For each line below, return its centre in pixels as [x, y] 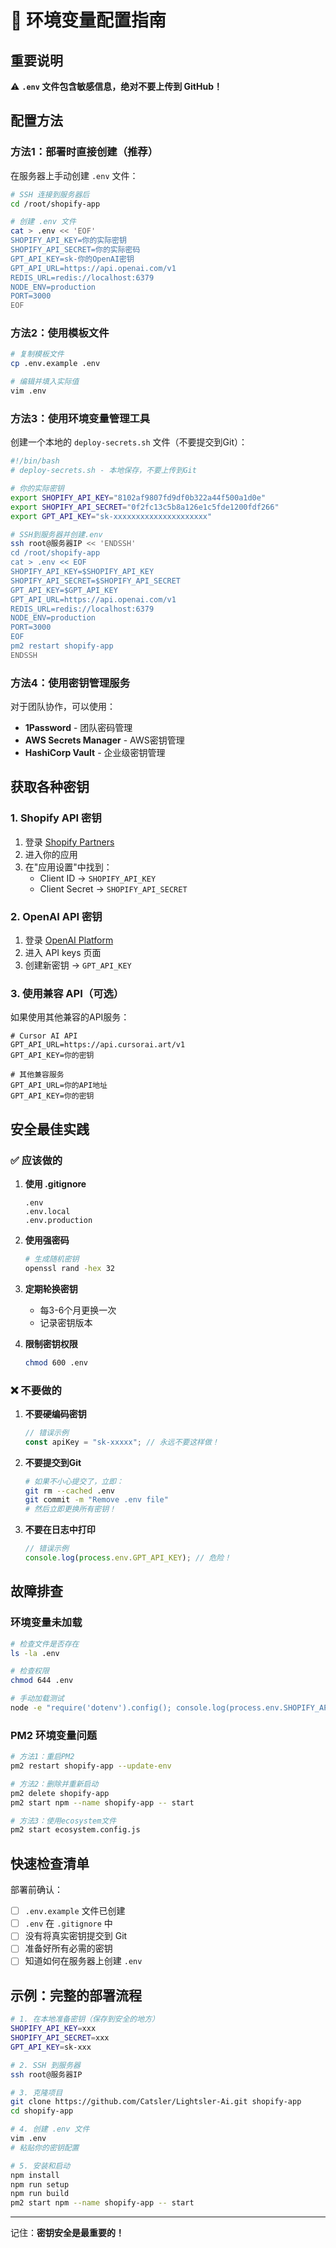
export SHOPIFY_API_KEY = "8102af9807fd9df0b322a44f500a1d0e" [138, 497]
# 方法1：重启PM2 [42, 1757]
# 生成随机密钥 [52, 1259]
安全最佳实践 [50, 1129]
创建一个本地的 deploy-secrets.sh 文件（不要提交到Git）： [129, 442]
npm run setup [40, 2184]
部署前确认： [36, 1890]
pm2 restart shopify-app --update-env [91, 1766]
